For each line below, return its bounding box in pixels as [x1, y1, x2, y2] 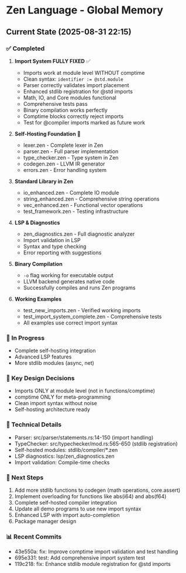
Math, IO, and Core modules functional [23, 94, 117, 101]
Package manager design [14, 518, 77, 525]
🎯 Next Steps [6, 473, 44, 481]
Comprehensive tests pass [23, 100, 88, 107]
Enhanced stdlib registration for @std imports [23, 88, 133, 95]
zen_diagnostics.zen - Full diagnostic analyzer [23, 230, 135, 237]
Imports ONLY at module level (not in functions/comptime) [14, 387, 156, 395]
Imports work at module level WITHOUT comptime [23, 69, 145, 76]
